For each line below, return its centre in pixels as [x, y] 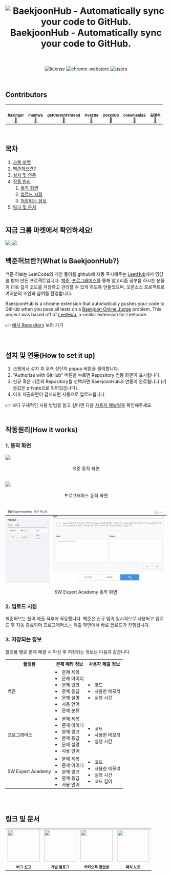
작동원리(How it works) [41, 430]
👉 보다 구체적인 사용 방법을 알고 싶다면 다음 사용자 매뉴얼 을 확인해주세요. [79, 405]
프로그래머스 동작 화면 [86, 495]
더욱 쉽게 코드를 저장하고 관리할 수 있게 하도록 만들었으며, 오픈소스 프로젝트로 [88, 287]
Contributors [26, 95]
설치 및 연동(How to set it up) [50, 355]
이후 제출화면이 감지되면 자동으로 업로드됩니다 [59, 394]
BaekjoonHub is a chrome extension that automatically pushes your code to [85, 304]
